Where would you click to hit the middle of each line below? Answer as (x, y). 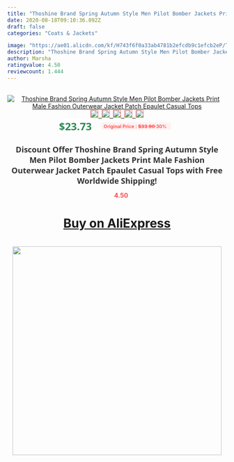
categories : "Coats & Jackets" (53, 33)
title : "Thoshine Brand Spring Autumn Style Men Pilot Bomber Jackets (112, 14)
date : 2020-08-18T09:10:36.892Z (54, 20)
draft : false (26, 26)
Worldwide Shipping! (117, 181)
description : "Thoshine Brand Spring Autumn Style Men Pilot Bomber (109, 52)
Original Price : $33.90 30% (135, 126)
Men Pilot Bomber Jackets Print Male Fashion (117, 160)
